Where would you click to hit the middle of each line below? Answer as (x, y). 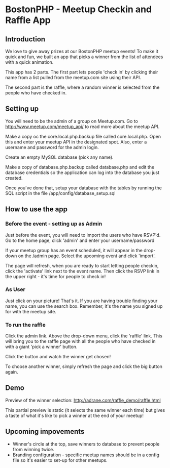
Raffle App (28, 20)
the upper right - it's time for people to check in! (56, 276)
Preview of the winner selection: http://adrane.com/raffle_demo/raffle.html (83, 400)
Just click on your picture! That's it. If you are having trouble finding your (81, 301)
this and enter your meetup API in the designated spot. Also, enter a (76, 142)
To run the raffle (25, 325)
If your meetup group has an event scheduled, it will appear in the (74, 250)
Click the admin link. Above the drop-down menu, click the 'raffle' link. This (84, 336)
